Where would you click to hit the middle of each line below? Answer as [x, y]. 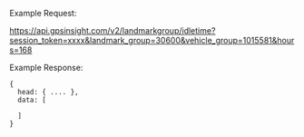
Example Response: [46, 68]
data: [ [32, 100]
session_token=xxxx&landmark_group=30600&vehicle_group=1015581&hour [152, 40]
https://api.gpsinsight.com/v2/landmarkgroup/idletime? [113, 30]
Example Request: [43, 13]
